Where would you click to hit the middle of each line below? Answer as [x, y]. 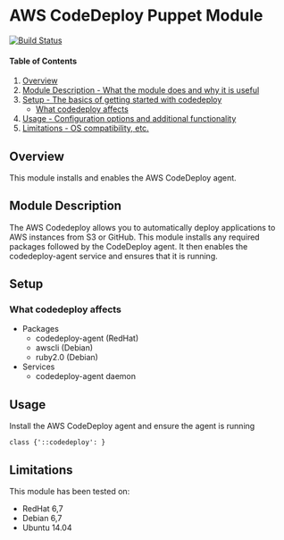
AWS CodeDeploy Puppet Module [136, 16]
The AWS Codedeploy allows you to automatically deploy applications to [142, 227]
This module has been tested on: [70, 492]
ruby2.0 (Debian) [67, 358]
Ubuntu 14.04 [47, 527]
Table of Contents [43, 61]
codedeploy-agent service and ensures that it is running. [114, 256]
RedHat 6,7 [43, 509]
